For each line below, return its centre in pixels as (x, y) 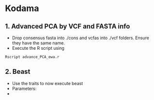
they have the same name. (38, 43)
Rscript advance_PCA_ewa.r (32, 57)
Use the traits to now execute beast (47, 83)
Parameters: (24, 88)
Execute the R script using (38, 48)
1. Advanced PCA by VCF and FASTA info (68, 26)
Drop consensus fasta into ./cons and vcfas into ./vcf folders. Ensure (80, 38)
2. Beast (18, 72)
